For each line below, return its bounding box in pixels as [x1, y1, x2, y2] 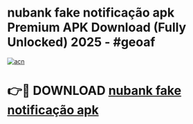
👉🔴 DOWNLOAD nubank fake [7, 83, 182, 98]
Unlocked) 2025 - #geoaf [7, 35, 156, 50]
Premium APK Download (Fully [7, 19, 187, 35]
